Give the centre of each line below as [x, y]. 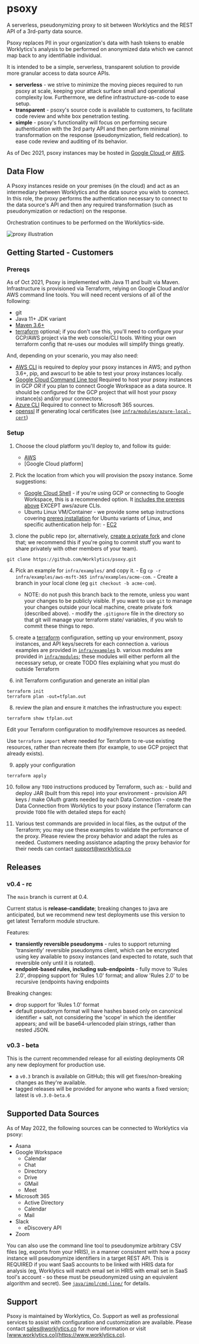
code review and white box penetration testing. [73, 116]
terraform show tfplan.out [40, 718]
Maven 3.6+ [30, 325]
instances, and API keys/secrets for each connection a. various [92, 644]
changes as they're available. [51, 1082]
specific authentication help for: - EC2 [70, 524]
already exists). [25, 753]
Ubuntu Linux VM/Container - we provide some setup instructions [104, 512]
